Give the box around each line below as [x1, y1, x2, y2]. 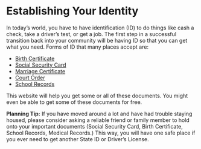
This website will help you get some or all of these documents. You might [6, 92, 188, 99]
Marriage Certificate [14, 67, 66, 74]
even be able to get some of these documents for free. [6, 98, 142, 106]
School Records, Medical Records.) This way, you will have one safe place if [6, 129, 196, 136]
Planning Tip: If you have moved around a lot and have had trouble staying [6, 110, 193, 117]
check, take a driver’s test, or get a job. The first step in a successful [6, 30, 177, 37]
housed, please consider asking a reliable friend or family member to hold [6, 116, 190, 124]
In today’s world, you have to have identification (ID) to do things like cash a [6, 24, 194, 31]
